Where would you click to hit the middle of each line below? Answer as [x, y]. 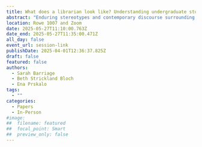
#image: [16, 118]
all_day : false [25, 40]
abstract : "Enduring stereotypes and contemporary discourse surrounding [101, 17]
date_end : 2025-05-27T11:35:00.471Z [52, 34]
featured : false [26, 62]
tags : [13, 90]
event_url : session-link [37, 46]
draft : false [23, 56]
